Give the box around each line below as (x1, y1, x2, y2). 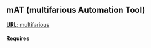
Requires (6, 35, 30, 42)
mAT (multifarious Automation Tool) (6, 5, 146, 15)
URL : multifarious (6, 21, 50, 28)
